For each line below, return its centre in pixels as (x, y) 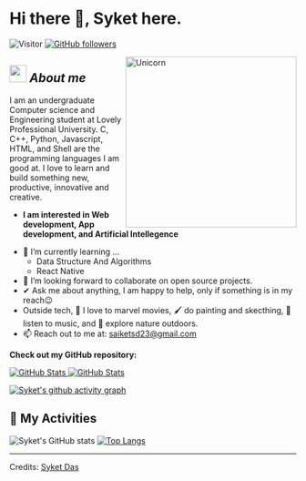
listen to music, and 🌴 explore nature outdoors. (110, 323)
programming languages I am (65, 158)
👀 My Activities (53, 419)
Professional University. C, (59, 129)
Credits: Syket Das (44, 466)
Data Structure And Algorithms (94, 261)
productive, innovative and (59, 187)
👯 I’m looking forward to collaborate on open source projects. (138, 281)
